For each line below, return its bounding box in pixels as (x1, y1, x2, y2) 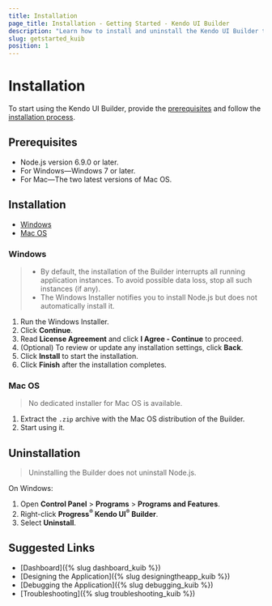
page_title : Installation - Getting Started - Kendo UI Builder (8, 19, 230, 28)
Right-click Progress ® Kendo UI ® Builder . (19, 508, 159, 519)
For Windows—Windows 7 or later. (19, 165, 136, 175)
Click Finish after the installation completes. (19, 360, 168, 369)
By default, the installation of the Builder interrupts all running (40, 267, 245, 276)
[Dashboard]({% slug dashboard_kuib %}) (19, 562, 161, 572)
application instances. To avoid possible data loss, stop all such (40, 275, 253, 284)
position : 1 (8, 42, 49, 50)
